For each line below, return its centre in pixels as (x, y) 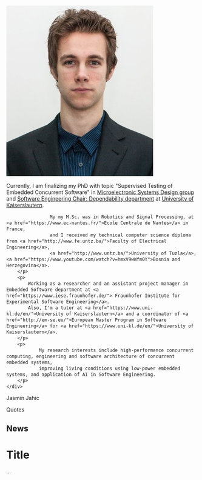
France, (16, 229)
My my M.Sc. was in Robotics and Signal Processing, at (122, 217)
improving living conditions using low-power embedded (109, 368)
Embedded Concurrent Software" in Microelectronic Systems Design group (100, 192)
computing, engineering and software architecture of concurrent (90, 356)
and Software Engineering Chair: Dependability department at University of (100, 198)
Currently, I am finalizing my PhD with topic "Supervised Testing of (89, 186)
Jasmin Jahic (23, 398)
